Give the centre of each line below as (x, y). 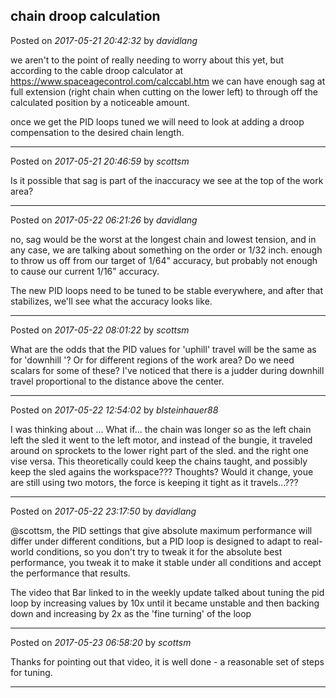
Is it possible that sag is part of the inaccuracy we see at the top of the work (167, 180)
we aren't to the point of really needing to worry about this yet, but (147, 60)
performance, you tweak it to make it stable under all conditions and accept (166, 562)
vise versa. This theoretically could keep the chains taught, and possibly (159, 461)
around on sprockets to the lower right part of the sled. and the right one (159, 450)
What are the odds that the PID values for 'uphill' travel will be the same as (163, 349)
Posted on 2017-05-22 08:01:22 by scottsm (100, 330)
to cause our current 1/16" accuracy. (85, 271)
